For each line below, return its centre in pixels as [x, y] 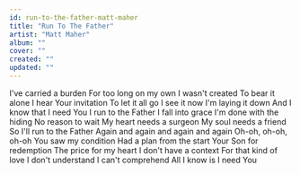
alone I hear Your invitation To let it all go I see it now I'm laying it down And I [150, 102]
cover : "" [28, 51]
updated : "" [31, 68]
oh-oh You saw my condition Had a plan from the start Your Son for [134, 141]
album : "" [28, 43]
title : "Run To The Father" [62, 26]
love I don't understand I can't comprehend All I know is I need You [133, 160]
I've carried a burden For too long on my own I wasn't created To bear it [142, 93]
